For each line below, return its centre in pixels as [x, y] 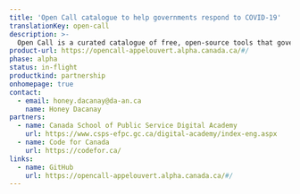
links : [21, 159]
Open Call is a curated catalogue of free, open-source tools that [146, 42]
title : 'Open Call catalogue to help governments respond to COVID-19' [145, 17]
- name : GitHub [46, 167]
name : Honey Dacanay [63, 109]
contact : [25, 92]
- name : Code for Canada [63, 142]
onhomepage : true [42, 84]
